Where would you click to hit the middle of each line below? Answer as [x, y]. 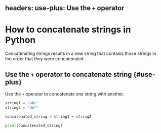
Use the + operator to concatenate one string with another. [65, 94]
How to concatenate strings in [68, 29]
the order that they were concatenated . [46, 59]
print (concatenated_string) [34, 126]
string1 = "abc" [22, 103]
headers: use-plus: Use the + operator [65, 8]
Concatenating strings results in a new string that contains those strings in [81, 53]
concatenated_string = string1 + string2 [48, 116]
